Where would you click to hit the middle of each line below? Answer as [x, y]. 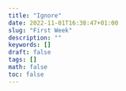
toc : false [26, 74]
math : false [28, 67]
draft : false [30, 52]
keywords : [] [30, 45]
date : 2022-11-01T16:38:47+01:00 [63, 23]
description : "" [35, 38]
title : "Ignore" [35, 15]
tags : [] [23, 60]
